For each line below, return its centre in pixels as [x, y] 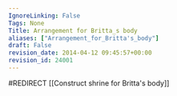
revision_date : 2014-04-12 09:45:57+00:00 [80, 53]
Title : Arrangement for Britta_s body [73, 30]
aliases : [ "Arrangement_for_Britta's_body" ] [84, 38]
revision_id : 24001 [41, 61]
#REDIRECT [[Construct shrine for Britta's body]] [89, 83]
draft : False [30, 46]
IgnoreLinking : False [44, 16]
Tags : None [26, 23]
